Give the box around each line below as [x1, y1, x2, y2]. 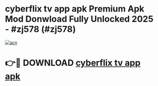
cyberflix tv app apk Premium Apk [5, 3, 144, 14]
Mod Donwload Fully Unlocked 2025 [5, 13, 154, 25]
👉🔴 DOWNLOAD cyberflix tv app [5, 58, 141, 68]
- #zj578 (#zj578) [5, 24, 76, 35]
